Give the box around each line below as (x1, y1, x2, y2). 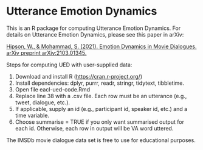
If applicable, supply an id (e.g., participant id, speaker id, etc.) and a (15, 105, 188, 112)
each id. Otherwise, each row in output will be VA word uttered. (15, 124, 174, 132)
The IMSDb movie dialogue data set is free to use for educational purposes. (6, 136, 196, 144)
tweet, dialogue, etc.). (15, 99, 71, 106)
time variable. (15, 112, 50, 119)
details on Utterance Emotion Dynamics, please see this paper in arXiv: (6, 30, 184, 38)
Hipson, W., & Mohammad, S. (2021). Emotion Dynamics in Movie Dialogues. (6, 43, 197, 50)
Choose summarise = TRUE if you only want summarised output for (15, 118, 184, 126)
